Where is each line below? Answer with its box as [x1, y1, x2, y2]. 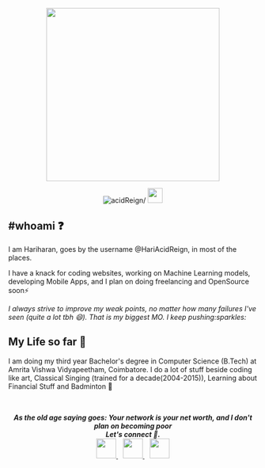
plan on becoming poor [93, 421, 172, 431]
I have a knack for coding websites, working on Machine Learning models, [8, 268, 251, 277]
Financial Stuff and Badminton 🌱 [8, 381, 113, 391]
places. [8, 253, 32, 262]
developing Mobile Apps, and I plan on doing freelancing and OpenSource [8, 276, 250, 286]
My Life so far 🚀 [8, 335, 87, 348]
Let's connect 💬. [105, 430, 161, 439]
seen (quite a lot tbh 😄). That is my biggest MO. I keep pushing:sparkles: [8, 312, 247, 322]
